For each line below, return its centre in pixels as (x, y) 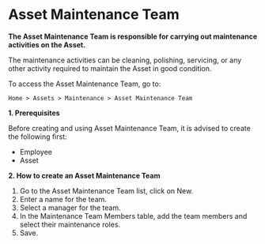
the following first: (38, 137)
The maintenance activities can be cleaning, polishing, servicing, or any (125, 60)
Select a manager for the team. (70, 208)
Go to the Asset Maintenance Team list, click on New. (106, 190)
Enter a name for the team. (63, 199)
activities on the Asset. (47, 44)
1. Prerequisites (34, 113)
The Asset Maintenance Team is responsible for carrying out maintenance (133, 36)
